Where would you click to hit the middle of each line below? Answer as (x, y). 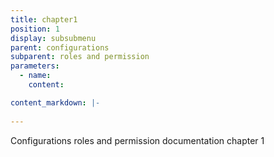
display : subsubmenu (53, 38)
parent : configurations (60, 47)
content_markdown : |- (55, 102)
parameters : (35, 66)
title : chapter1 (44, 19)
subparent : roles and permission (80, 57)
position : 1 (35, 29)
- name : (35, 76)
